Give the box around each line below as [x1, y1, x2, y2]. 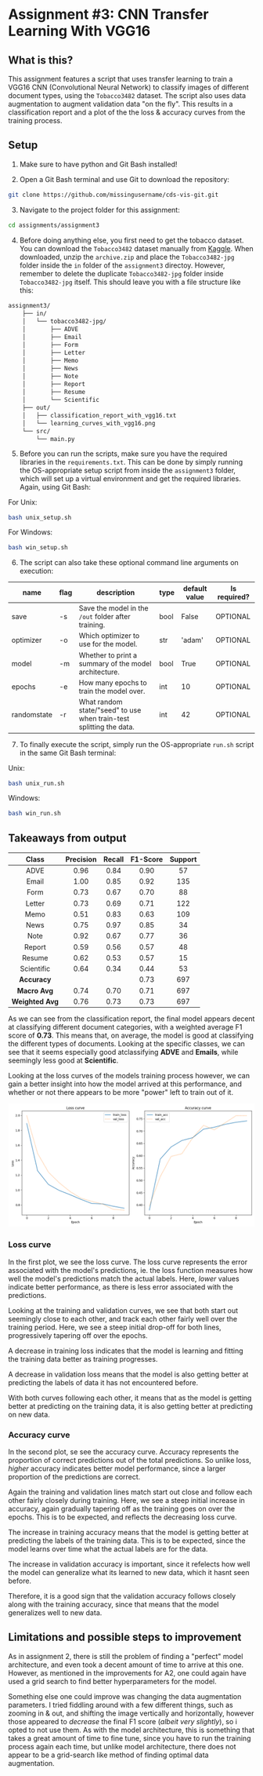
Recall [103, 854, 124, 864]
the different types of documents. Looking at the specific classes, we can [8, 1039, 245, 1048]
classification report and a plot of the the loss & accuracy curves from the [8, 108, 246, 117]
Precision [65, 854, 97, 864]
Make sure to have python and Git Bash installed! [19, 159, 178, 169]
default [182, 583, 207, 593]
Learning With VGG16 [8, 22, 151, 40]
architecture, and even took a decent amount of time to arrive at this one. [8, 1660, 244, 1669]
